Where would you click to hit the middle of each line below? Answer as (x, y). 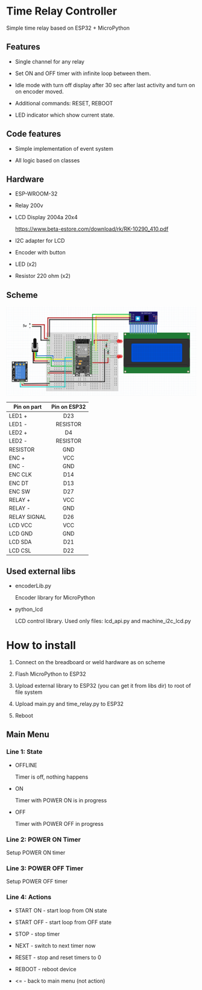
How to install (41, 645)
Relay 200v (29, 206)
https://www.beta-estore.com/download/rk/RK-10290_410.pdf (92, 229)
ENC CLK (20, 475)
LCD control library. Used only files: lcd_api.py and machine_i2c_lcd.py (103, 621)
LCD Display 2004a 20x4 (46, 217)
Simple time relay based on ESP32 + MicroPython (68, 28)
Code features (34, 134)
